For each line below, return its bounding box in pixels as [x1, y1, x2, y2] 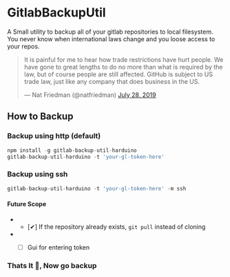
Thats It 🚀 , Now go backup [7, 261, 97, 270]
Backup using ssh [7, 170, 68, 179]
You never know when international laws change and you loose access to [7, 34, 216, 43]
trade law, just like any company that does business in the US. [23, 77, 200, 85]
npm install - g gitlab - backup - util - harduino [7, 146, 137, 154]
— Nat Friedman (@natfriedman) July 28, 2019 [23, 91, 156, 99]
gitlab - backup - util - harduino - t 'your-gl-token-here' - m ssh [7, 185, 187, 192]
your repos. [7, 42, 40, 50]
